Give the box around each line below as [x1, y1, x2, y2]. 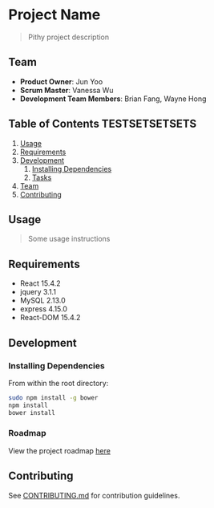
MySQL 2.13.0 [19, 295, 66, 306]
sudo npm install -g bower [8, 393, 99, 402]
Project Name [8, 6, 101, 24]
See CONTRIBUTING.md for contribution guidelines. [8, 490, 180, 500]
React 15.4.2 [19, 278, 62, 288]
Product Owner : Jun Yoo [19, 76, 103, 86]
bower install [8, 408, 56, 417]
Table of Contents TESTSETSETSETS [8, 117, 197, 131]
